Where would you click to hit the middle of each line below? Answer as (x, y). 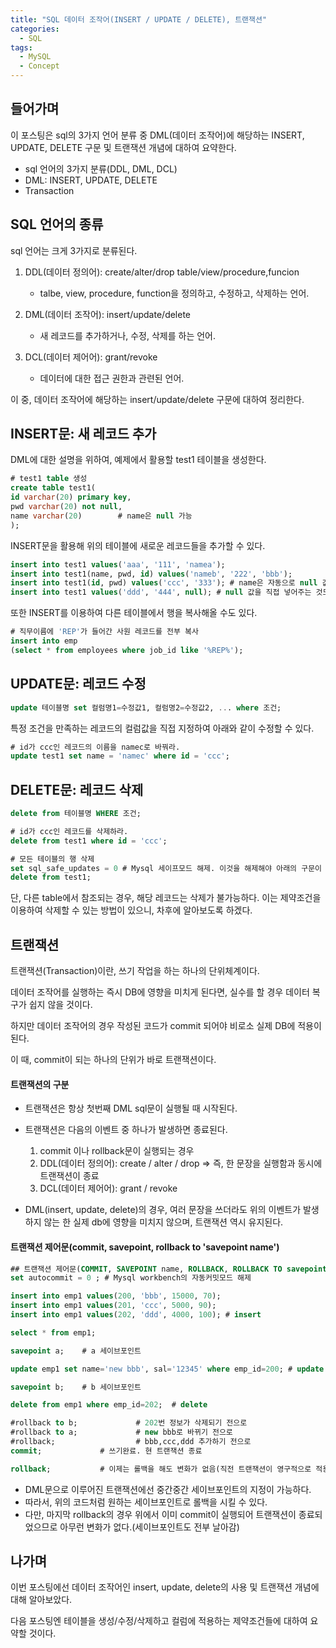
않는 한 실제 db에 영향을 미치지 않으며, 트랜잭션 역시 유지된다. (163, 1222)
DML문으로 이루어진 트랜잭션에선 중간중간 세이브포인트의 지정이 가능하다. (168, 1489)
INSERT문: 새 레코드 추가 (83, 434)
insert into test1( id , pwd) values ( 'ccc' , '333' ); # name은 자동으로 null (164, 583)
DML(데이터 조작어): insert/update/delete (108, 314)
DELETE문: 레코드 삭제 (77, 789)
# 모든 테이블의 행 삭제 (52, 859)
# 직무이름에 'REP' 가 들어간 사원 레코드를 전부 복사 (104, 632)
